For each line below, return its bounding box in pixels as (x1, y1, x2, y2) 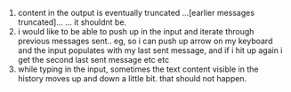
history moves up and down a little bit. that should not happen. (17, 73, 247, 83)
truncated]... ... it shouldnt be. (17, 17, 127, 27)
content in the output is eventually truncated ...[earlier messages (17, 8, 255, 18)
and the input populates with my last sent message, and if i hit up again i (17, 45, 283, 56)
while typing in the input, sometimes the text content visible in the (17, 64, 259, 74)
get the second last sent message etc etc (17, 55, 170, 65)
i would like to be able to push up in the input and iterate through (17, 27, 255, 36)
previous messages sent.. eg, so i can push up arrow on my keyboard (17, 35, 273, 46)
